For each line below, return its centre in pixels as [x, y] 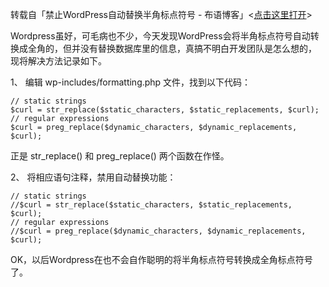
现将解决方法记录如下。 [58, 61]
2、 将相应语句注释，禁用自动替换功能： [93, 177]
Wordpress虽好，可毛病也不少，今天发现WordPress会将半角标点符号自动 [160, 36]
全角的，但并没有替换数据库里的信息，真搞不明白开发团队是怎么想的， [172, 48]
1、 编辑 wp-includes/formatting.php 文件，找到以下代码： [131, 82]
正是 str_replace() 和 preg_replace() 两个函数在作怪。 [120, 156]
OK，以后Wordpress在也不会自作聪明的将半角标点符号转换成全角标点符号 [161, 259]
